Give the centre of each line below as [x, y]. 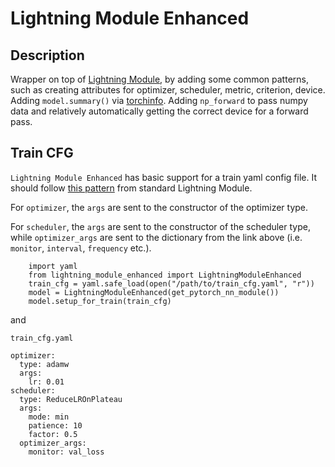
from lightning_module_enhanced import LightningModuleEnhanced [165, 275]
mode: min [49, 417]
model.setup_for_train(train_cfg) [100, 301]
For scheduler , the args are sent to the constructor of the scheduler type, [160, 226]
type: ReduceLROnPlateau [71, 399]
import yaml [53, 266]
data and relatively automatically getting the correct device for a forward [159, 111]
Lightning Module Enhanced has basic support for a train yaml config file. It [164, 177]
